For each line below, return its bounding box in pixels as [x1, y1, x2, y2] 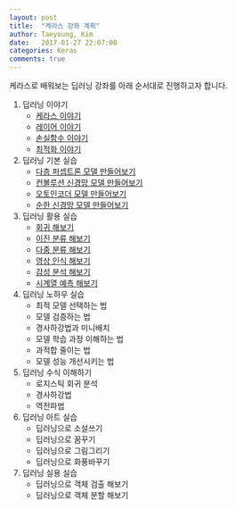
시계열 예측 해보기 [35, 278, 98, 288]
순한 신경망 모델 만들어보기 [35, 200, 129, 210]
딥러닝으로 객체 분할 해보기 [35, 490, 129, 500]
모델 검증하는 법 [35, 312, 91, 321]
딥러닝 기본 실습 [21, 155, 77, 165]
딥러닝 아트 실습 [21, 412, 77, 422]
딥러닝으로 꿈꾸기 [35, 434, 96, 445]
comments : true [9, 54, 66, 63]
